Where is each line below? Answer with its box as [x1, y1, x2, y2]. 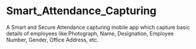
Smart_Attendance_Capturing [6, 4, 157, 18]
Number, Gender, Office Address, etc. [6, 36, 99, 43]
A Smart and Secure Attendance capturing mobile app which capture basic [6, 24, 190, 31]
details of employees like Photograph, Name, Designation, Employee [6, 30, 174, 37]
